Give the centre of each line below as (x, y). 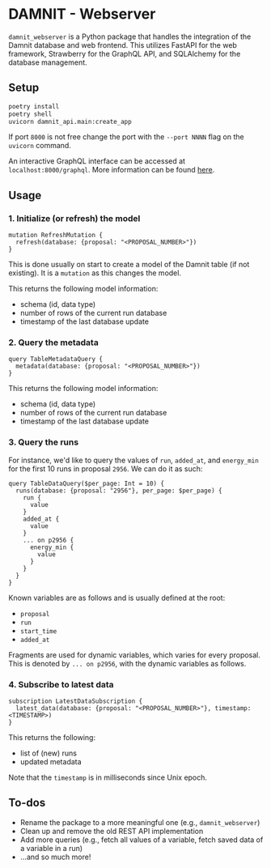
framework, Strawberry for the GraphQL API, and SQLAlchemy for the (125, 53)
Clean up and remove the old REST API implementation (112, 831)
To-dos (27, 803)
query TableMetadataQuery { (56, 360)
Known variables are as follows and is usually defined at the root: (117, 598)
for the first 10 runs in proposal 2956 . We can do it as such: (106, 468)
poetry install (34, 106)
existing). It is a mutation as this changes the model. (95, 273)
